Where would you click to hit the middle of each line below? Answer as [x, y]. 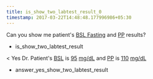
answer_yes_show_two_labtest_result [61, 69]
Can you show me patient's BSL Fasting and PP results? [76, 34]
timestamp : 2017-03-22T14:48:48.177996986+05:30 [69, 17]
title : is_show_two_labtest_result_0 [54, 12]
